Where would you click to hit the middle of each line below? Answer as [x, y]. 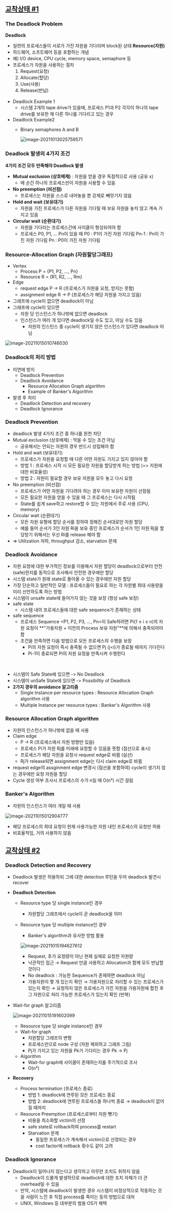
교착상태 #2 [23, 851]
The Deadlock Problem [34, 24]
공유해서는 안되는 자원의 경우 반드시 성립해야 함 [67, 446]
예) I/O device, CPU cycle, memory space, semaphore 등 [72, 58]
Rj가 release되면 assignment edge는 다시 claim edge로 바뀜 [81, 761]
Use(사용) [30, 84]
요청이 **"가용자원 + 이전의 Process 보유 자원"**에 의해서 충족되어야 [94, 628]
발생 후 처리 [24, 397]
